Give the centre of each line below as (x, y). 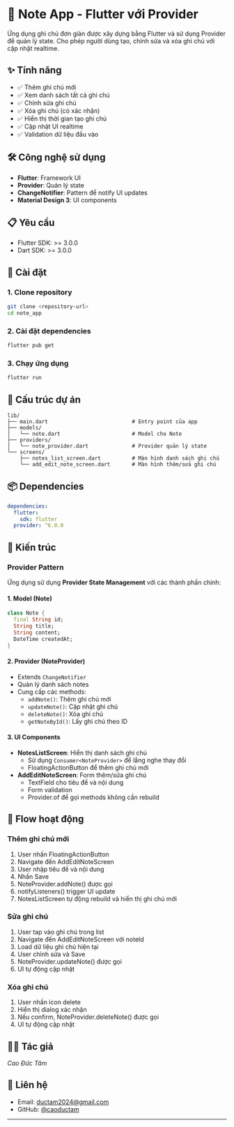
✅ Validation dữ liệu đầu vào (58, 134)
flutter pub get (31, 346)
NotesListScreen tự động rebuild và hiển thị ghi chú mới (97, 898)
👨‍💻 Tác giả (30, 1046)
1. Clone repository (40, 292)
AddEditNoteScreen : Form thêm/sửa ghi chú (82, 775)
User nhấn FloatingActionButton (63, 854)
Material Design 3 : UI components (67, 200)
